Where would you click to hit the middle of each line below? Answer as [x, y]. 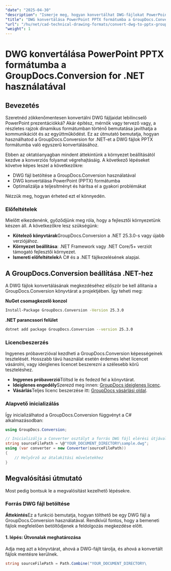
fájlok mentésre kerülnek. [32, 554]
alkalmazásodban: [24, 420]
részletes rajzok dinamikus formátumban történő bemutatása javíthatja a [81, 128]
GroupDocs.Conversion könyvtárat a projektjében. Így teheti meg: [74, 291]
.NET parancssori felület [32, 320]
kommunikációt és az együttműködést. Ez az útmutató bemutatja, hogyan [82, 134]
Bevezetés [22, 105]
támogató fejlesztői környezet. [44, 252]
